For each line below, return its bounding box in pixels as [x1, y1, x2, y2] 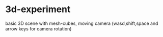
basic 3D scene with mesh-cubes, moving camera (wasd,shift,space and [5, 20, 158, 26]
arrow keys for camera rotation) [5, 25, 72, 31]
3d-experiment [5, 4, 71, 15]
